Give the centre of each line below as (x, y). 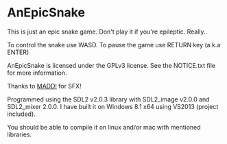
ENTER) (18, 52)
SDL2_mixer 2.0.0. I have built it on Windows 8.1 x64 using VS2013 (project (113, 106)
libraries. (20, 134)
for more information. (37, 73)
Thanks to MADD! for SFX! (44, 86)
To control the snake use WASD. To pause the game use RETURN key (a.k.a (114, 45)
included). (21, 114)
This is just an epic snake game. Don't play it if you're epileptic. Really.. (107, 32)
